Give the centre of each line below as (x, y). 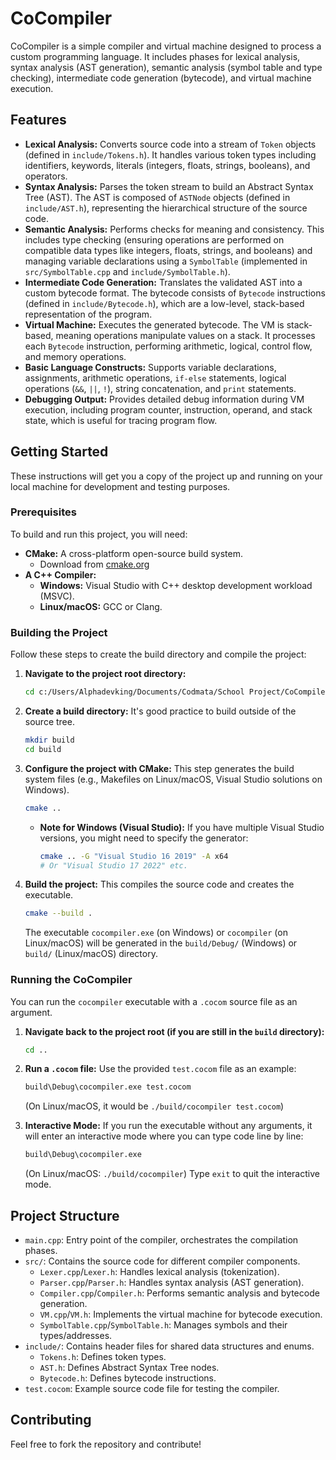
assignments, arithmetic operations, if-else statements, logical (155, 378)
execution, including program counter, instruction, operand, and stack (168, 409)
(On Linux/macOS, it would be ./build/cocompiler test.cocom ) (154, 1106)
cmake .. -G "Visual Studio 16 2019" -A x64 (134, 856)
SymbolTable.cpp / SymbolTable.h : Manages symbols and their (163, 1325)
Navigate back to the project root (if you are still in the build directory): (174, 1031)
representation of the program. (88, 314)
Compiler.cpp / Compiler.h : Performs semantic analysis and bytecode (179, 1293)
